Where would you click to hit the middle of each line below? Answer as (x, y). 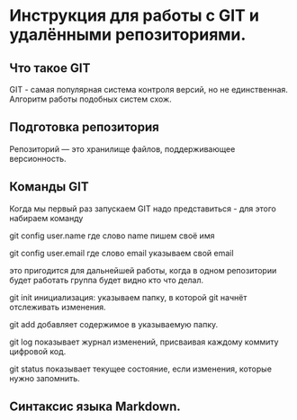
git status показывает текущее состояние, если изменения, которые (141, 369)
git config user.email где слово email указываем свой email (121, 253)
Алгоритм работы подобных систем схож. (91, 99)
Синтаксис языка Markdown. (95, 407)
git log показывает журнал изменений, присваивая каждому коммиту (144, 342)
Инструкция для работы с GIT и (134, 16)
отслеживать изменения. (58, 307)
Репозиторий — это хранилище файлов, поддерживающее (122, 148)
